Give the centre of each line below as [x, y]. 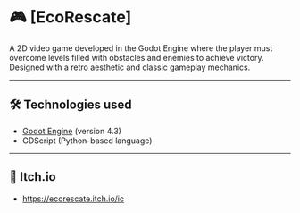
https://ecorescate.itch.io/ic [73, 199]
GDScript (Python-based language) [87, 141]
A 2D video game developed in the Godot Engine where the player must [141, 48]
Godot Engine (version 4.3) [72, 131]
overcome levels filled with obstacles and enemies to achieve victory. [137, 57]
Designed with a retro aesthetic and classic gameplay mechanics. [130, 67]
